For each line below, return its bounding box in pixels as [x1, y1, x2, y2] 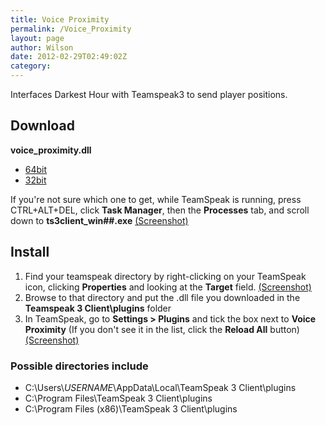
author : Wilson [10, 42, 74, 53]
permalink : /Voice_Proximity [10, 24, 132, 34]
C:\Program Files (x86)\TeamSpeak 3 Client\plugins [24, 402, 238, 415]
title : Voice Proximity [10, 14, 110, 25]
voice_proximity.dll [10, 144, 92, 156]
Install [10, 244, 50, 261]
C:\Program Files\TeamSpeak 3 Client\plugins [24, 392, 213, 404]
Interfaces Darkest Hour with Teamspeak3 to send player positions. [10, 89, 288, 100]
